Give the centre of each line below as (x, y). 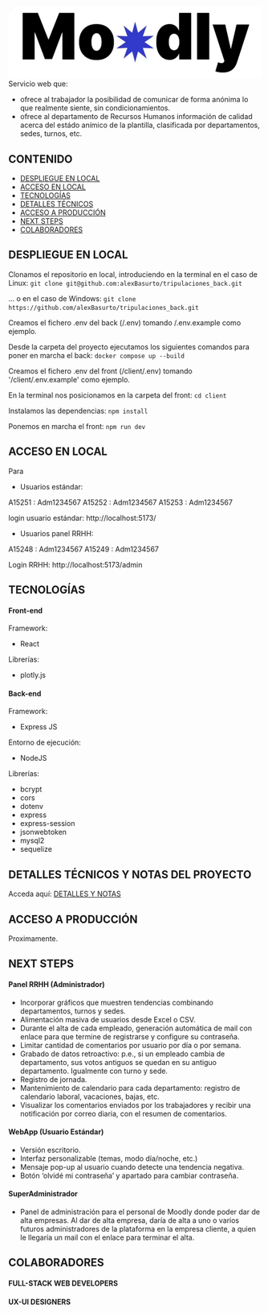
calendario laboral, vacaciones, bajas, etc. (89, 1096)
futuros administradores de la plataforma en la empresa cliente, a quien (138, 1228)
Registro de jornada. (53, 1079)
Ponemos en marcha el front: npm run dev (77, 426)
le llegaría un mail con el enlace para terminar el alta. (107, 1237)
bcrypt (31, 789)
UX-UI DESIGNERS (39, 1302)
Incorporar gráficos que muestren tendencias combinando (117, 1002)
